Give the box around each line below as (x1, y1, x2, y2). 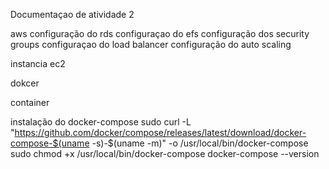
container (10, 97, 50, 108)
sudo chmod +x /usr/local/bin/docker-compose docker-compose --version (10, 148, 320, 159)
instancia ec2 (10, 58, 66, 69)
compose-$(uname (10, 137, 90, 149)
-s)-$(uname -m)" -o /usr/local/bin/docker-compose (91, 137, 309, 149)
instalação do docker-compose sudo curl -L (10, 116, 192, 128)
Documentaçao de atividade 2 (10, 9, 135, 20)
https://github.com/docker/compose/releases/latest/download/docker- (14, 127, 307, 138)
